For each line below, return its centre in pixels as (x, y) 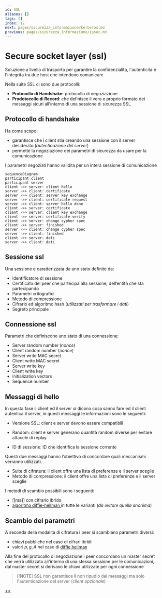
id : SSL (13, 9)
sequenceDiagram (21, 174)
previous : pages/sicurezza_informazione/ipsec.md (56, 32)
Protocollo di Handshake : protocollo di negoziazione (65, 93)
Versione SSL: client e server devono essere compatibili (67, 423)
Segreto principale (30, 309)
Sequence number (30, 381)
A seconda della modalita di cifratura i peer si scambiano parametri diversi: (80, 532)
